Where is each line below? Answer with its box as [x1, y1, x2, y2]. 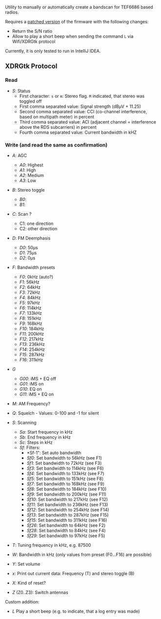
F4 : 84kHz [19, 295, 41, 300]
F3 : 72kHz [19, 289, 40, 295]
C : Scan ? [12, 211, 32, 217]
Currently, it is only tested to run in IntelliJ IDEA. [5, 48, 101, 54]
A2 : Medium [19, 172, 44, 178]
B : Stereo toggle [12, 187, 45, 193]
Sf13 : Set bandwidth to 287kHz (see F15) [26, 512, 109, 518]
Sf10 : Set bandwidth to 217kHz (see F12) [26, 496, 108, 502]
